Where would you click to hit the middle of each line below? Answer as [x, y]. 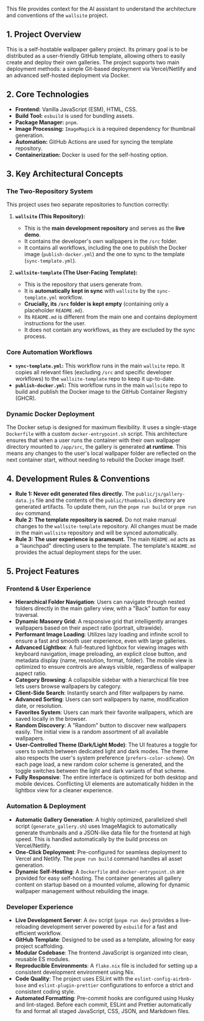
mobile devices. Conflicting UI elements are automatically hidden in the [104, 784]
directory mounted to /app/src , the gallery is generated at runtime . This [97, 446]
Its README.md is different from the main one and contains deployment [111, 317]
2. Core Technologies [48, 94]
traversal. [27, 615]
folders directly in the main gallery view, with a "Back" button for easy [103, 608]
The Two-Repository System [50, 191]
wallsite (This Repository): [50, 216]
